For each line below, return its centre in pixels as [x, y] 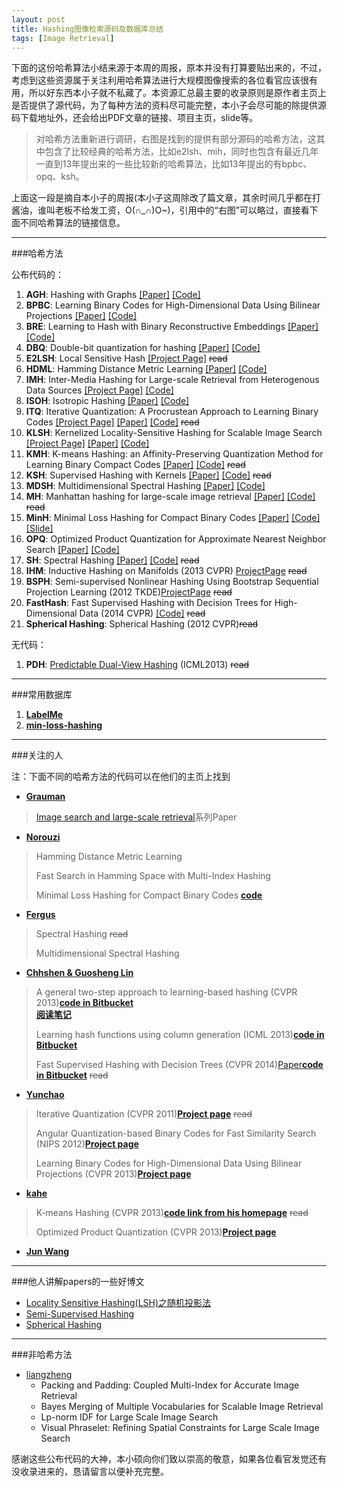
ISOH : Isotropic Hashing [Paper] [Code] [107, 401]
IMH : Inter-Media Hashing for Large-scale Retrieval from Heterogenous [172, 380]
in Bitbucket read [72, 1075]
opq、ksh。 [60, 177]
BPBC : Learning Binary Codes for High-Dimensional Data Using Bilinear [173, 305]
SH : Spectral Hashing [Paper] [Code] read [112, 560]
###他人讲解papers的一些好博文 [78, 1282]
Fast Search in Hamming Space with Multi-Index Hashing [153, 876]
